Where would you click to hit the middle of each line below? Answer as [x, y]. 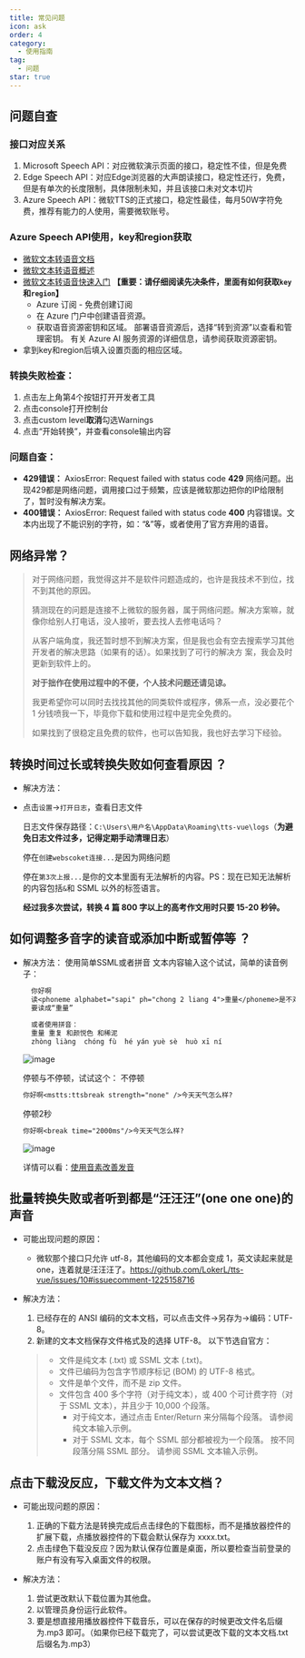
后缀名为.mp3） [66, 1644]
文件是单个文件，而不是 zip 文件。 [122, 1383]
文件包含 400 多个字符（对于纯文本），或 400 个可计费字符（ [172, 1394]
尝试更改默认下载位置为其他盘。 [96, 1599]
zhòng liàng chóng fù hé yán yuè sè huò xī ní [127, 1042]
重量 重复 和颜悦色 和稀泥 [74, 1034]
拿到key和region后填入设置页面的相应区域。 [105, 349]
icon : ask [28, 26]
